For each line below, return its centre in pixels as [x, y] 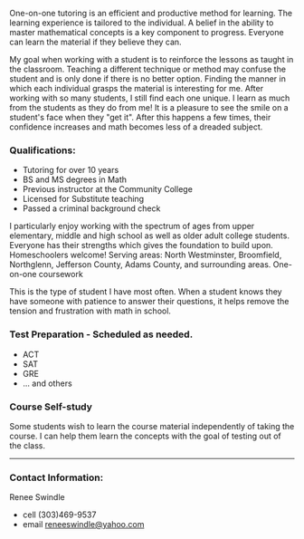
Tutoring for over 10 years [71, 170]
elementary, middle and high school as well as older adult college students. [149, 236]
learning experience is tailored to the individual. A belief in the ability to [142, 23]
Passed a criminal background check [91, 208]
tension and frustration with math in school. [90, 311]
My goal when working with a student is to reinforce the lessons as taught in [152, 59]
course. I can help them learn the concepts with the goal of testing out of [146, 436]
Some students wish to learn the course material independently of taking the [152, 426]
